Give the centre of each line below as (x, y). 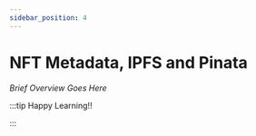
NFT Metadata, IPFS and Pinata (128, 62)
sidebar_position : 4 (49, 18)
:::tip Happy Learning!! (51, 105)
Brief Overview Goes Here (58, 88)
